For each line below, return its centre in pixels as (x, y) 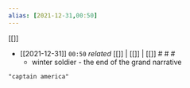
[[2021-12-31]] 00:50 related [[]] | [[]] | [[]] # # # (97, 53)
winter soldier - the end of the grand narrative (107, 62)
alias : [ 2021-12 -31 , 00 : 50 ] (53, 15)
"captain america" (39, 76)
